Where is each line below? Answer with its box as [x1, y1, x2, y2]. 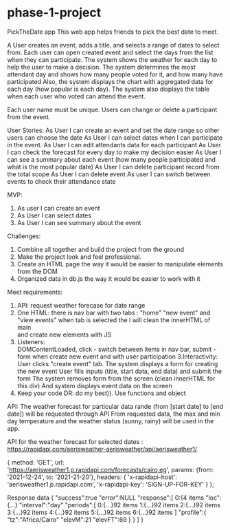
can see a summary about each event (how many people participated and [7, 155, 216, 163]
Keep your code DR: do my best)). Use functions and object [16, 389, 187, 397]
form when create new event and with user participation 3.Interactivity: [16, 352, 218, 361]
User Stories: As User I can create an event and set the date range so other [7, 126, 220, 134]
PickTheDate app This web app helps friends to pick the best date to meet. [7, 28, 218, 36]
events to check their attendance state [7, 177, 116, 185]
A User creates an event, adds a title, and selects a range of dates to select [7, 41, 220, 49]
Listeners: [16, 337, 46, 346]
